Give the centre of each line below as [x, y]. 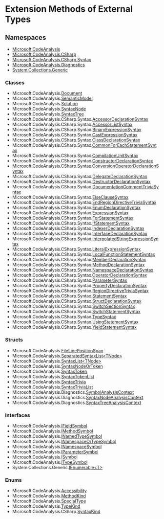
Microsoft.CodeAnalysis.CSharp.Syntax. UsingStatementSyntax [75, 322]
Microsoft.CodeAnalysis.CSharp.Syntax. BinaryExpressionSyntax [77, 130]
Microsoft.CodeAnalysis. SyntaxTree [48, 114]
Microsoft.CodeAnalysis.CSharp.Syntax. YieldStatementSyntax [74, 327]
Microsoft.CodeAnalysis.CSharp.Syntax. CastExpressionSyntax [75, 135]
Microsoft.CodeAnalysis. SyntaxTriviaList [52, 387]
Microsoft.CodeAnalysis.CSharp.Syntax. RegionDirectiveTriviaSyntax [80, 291]
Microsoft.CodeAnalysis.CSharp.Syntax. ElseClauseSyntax [70, 197]
